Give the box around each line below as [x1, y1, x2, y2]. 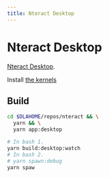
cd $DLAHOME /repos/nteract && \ [7, 114, 99, 120]
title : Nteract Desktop [7, 10, 75, 17]
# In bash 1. [7, 138, 44, 145]
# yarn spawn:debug [7, 157, 63, 164]
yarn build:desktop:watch [7, 144, 80, 151]
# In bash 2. [7, 151, 44, 158]
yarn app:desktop [13, 126, 63, 133]
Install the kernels [7, 75, 57, 84]
